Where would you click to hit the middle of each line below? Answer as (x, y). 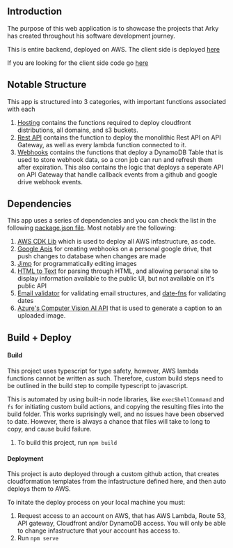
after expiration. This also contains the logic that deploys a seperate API (120, 167)
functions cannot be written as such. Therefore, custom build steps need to (115, 378)
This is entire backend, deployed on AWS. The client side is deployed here (114, 49)
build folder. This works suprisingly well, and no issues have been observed (116, 414)
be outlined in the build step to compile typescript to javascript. (98, 386)
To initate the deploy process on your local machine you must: (96, 503)
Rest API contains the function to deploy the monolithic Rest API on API (119, 137)
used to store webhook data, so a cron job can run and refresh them (115, 159)
